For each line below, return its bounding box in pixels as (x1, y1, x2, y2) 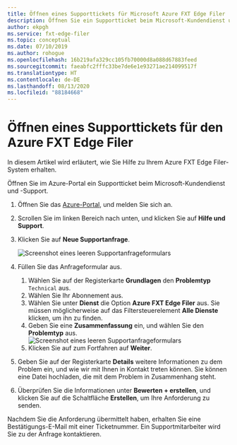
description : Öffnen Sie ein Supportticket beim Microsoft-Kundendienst (7, 17, 226, 24)
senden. (17, 401, 42, 410)
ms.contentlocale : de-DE (7, 76, 80, 83)
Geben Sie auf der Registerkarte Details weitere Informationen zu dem (17, 357, 223, 366)
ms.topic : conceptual (7, 37, 71, 44)
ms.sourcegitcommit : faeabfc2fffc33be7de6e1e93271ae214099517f (7, 63, 197, 70)
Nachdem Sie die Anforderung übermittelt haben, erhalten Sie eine (7, 415, 201, 424)
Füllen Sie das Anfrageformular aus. (17, 263, 122, 271)
